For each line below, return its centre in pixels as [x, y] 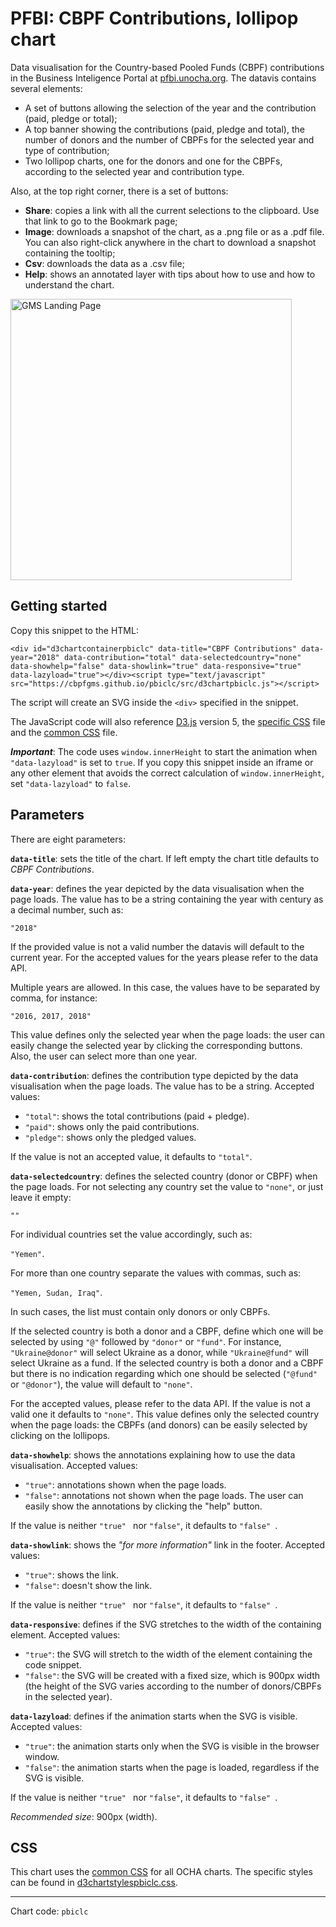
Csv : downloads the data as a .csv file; [104, 263]
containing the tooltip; [70, 253]
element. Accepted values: [65, 1634]
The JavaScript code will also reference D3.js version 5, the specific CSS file [168, 721]
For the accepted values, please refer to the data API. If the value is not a [160, 1403]
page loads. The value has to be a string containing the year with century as [167, 899]
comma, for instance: [54, 998]
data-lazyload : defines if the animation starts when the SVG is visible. [154, 1716]
